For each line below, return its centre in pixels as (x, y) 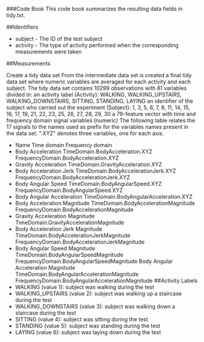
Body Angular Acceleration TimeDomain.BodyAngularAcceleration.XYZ (104, 197)
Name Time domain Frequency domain (63, 145)
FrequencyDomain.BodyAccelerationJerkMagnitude (80, 242)
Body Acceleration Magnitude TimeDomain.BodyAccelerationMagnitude (105, 203)
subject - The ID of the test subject (59, 39)
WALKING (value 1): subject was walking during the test (85, 287)
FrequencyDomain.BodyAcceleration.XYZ (67, 158)
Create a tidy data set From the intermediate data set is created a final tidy (99, 75)
